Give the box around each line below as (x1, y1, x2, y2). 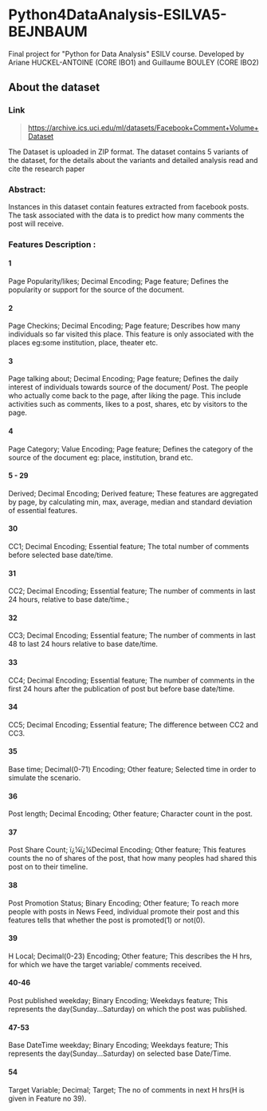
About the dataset (8, 81, 100, 94)
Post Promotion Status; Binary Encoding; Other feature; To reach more (8, 898, 239, 908)
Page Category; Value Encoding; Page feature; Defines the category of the (8, 444, 253, 453)
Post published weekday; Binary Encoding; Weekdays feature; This (8, 996, 229, 1005)
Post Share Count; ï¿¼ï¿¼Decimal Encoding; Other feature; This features (8, 845, 246, 854)
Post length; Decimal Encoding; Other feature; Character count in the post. (8, 809, 253, 818)
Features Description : (8, 238, 96, 249)
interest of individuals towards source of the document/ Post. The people (8, 382, 249, 392)
